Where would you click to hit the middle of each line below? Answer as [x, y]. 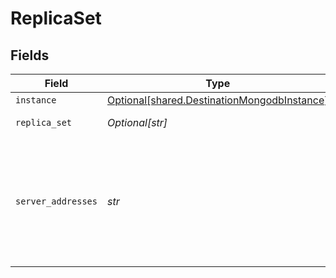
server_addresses [56, 201]
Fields [30, 55]
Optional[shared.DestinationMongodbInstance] [217, 100]
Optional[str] [137, 122]
